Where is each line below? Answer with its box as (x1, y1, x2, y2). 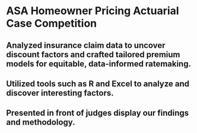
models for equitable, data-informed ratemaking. (6, 59, 192, 69)
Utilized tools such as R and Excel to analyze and (6, 79, 190, 89)
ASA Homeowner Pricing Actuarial (6, 4, 179, 18)
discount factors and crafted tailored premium (6, 49, 180, 60)
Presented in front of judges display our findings (6, 108, 189, 118)
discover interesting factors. (6, 87, 114, 98)
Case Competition (6, 17, 97, 30)
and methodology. (6, 117, 75, 128)
